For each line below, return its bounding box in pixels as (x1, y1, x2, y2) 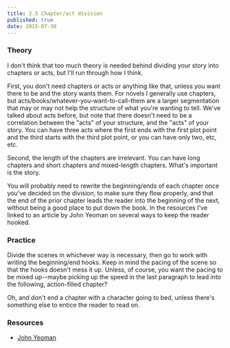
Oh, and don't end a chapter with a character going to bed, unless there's (7, 293, 215, 301)
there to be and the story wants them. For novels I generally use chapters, (7, 89, 216, 97)
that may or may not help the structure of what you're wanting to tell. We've (7, 104, 221, 112)
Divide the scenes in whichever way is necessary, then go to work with (7, 250, 208, 259)
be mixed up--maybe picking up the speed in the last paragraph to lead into (7, 272, 222, 281)
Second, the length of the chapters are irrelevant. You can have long (7, 153, 200, 162)
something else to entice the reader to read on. (7, 301, 140, 309)
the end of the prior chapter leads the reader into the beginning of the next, (7, 196, 220, 204)
